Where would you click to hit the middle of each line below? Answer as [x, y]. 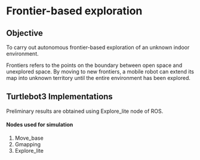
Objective [25, 33]
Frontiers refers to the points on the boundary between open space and [94, 65]
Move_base [29, 138]
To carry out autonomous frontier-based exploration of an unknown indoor [98, 47]
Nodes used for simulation [40, 125]
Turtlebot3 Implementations [60, 97]
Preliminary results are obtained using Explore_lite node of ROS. [85, 111]
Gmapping [27, 144]
